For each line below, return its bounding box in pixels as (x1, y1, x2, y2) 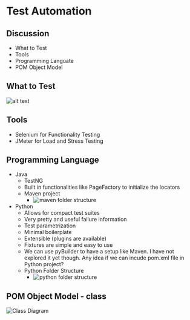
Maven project (24, 190, 61, 197)
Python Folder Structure (24, 267, 84, 275)
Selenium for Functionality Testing (15, 131, 100, 138)
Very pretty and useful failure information (24, 216, 127, 223)
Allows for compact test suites (24, 209, 100, 217)
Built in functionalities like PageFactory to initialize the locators (24, 183, 180, 191)
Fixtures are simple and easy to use (24, 241, 113, 249)
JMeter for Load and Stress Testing (15, 137, 104, 145)
